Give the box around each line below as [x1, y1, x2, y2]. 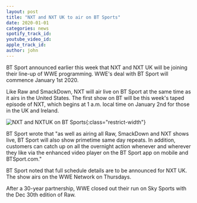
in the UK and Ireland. [6, 107, 59, 114]
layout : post [6, 8, 39, 15]
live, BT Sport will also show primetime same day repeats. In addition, [6, 136, 176, 143]
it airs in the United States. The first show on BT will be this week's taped [6, 94, 185, 101]
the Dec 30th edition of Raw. [6, 191, 76, 198]
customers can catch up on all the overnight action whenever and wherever [6, 142, 191, 149]
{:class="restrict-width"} [85, 118, 147, 126]
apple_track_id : [6, 42, 46, 48]
